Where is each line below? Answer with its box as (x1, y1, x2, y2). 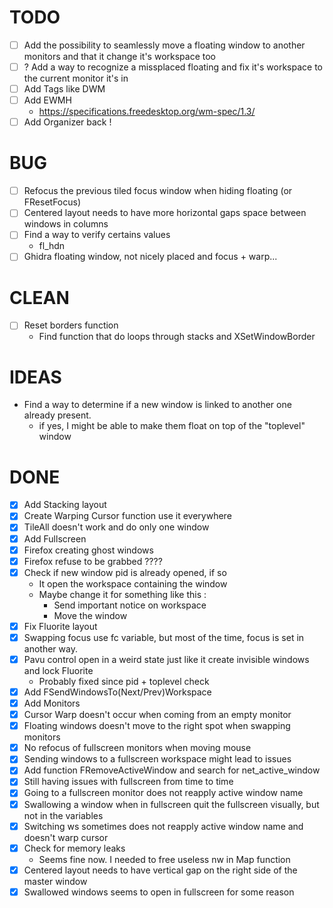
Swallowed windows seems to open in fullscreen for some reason (23, 886, 295, 898)
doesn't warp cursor (23, 831, 109, 843)
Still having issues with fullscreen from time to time (23, 776, 234, 788)
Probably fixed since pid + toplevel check (38, 675, 210, 687)
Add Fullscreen (23, 532, 87, 545)
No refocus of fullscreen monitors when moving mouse (23, 742, 252, 754)
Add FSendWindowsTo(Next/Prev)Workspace (23, 686, 212, 698)
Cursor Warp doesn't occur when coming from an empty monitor (23, 709, 292, 721)
